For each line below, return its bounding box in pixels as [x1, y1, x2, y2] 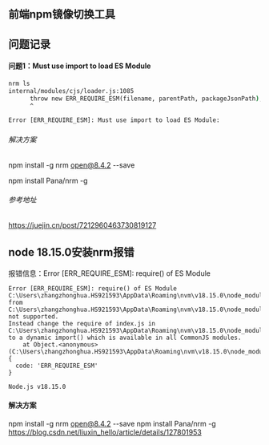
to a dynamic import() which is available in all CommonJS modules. [8, 334, 242, 342]
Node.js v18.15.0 [8, 382, 66, 390]
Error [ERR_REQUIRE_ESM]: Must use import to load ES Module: [8, 116, 220, 124]
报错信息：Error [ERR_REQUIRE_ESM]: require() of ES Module [8, 268, 211, 278]
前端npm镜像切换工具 [8, 7, 116, 22]
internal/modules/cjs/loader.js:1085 [8, 87, 134, 95]
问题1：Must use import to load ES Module [8, 61, 151, 71]
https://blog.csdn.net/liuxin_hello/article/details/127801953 [8, 427, 202, 437]
